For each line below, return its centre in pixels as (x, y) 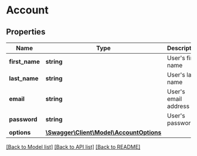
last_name (24, 78)
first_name (24, 62)
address (178, 106)
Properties (26, 32)
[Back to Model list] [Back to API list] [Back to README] (73, 147)
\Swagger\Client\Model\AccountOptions (103, 132)
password (23, 119)
